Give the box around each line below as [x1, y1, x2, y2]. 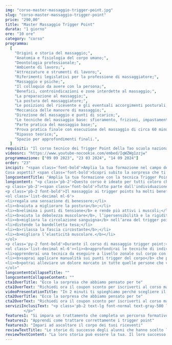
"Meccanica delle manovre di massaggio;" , [14, 108, 106, 113]
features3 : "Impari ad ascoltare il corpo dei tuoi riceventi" [5, 322, 143, 328]
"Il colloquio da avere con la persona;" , [14, 84, 106, 89]
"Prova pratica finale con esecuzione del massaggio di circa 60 [14, 127, 157, 132]
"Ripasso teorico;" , [14, 131, 58, 137]
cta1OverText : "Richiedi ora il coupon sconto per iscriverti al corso [5, 284, 161, 290]
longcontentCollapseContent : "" [5, 275, 74, 280]
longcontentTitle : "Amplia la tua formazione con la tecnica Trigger [5, 175, 157, 180]
